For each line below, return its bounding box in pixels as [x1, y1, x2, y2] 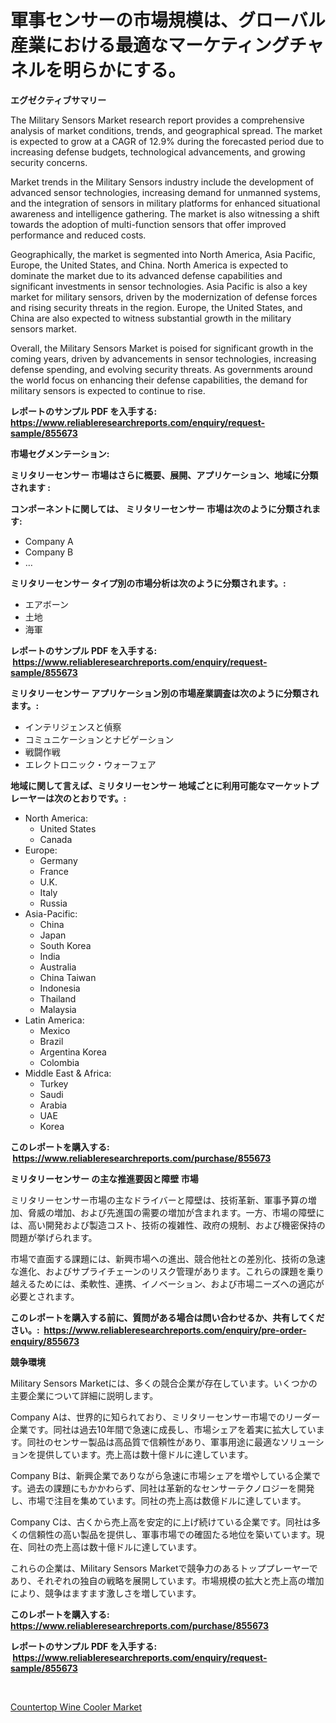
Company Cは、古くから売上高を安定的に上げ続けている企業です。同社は [10, 1516, 313, 1528]
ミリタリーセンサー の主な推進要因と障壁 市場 [10, 1172, 199, 1185]
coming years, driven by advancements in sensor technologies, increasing [10, 352, 317, 365]
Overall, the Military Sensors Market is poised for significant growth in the [10, 342, 314, 354]
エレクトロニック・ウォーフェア [24, 758, 157, 770]
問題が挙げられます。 [10, 1231, 98, 1243]
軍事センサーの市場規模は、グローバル [10, 9, 326, 32]
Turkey [39, 1077, 69, 1090]
